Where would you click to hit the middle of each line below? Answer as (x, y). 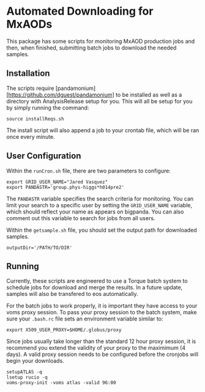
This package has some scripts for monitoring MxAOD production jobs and (101, 41)
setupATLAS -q (24, 372)
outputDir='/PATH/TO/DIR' (39, 248)
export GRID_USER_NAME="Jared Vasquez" (57, 182)
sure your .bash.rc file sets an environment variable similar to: (85, 319)
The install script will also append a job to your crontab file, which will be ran (103, 130)
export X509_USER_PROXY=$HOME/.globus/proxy (64, 330)
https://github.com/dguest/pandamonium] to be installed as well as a (95, 94)
